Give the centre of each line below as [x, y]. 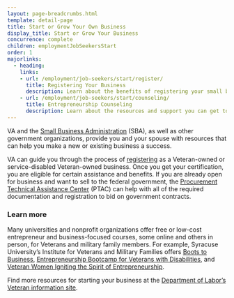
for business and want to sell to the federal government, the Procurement [112, 181]
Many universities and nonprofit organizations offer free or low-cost [104, 230]
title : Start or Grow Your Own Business [67, 27]
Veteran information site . [42, 288]
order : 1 [20, 53]
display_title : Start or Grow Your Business [73, 33]
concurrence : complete [40, 40]
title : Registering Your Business [76, 85]
